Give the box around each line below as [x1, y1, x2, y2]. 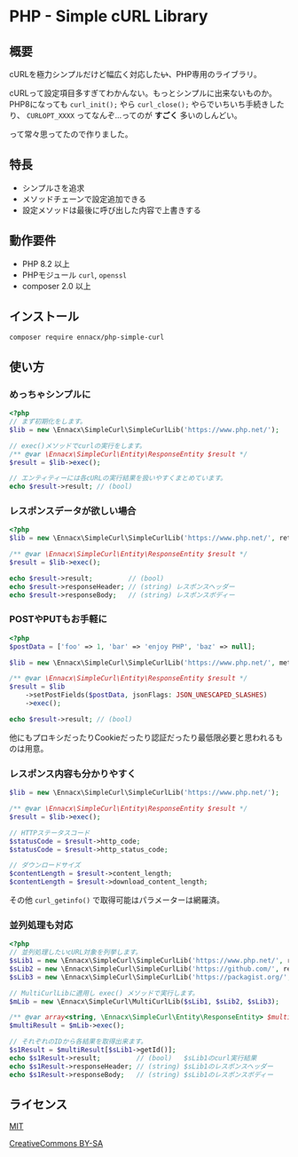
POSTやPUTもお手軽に [9, 613, 108, 626]
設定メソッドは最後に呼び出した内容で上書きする [21, 204, 201, 215]
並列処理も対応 [9, 918, 74, 931]
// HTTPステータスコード [9, 828, 90, 838]
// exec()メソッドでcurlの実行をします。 [9, 441, 146, 450]
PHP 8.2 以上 [21, 258, 70, 269]
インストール [9, 309, 80, 325]
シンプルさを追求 [21, 182, 85, 193]
